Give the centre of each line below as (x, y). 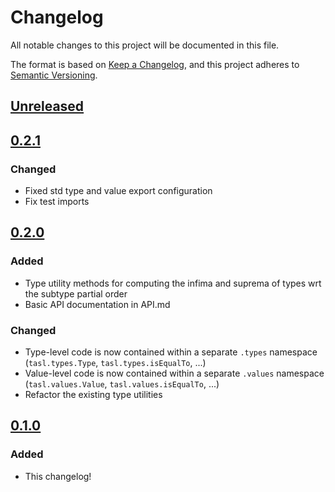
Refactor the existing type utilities (93, 394)
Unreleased (47, 106)
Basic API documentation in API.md (97, 304)
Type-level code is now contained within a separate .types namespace (171, 352)
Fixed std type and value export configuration (118, 191)
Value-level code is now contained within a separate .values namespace (174, 373)
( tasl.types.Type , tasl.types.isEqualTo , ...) (115, 362)
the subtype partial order (76, 293)
